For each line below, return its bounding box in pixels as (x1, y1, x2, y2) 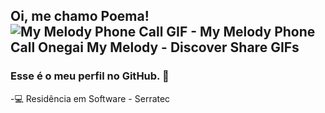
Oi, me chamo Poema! (10, 8, 150, 25)
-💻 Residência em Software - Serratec (10, 92, 171, 104)
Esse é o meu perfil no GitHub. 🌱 (10, 69, 170, 83)
